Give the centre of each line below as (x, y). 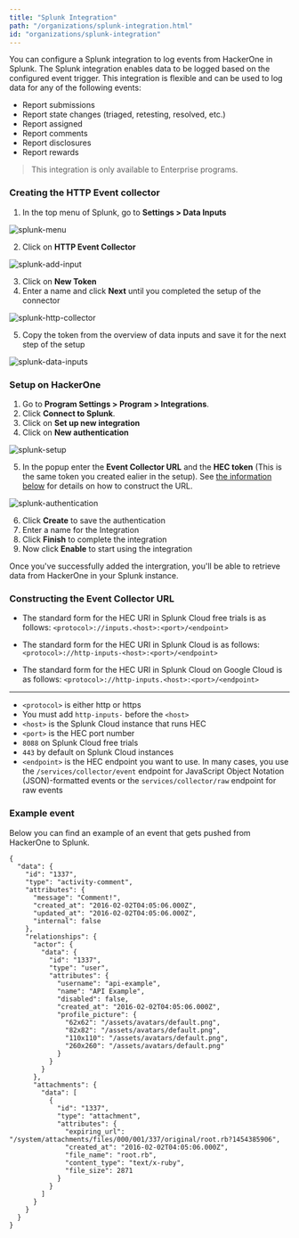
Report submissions (58, 105)
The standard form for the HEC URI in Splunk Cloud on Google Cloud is (152, 670)
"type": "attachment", (99, 1116)
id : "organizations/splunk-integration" (85, 34)
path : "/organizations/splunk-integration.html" (101, 26)
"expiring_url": (95, 1131)
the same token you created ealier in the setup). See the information (147, 476)
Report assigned (52, 124)
